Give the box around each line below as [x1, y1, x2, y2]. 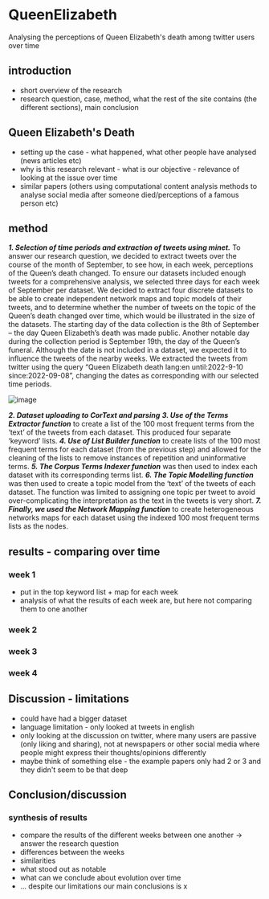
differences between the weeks [19, 848, 125, 857]
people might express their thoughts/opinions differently [19, 747, 206, 757]
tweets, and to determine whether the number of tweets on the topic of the [8, 303, 256, 313]
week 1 [8, 569, 36, 580]
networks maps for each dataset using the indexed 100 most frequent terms [8, 513, 259, 523]
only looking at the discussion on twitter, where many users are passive [19, 730, 257, 740]
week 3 [8, 645, 38, 656]
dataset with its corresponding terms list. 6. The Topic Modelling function [8, 470, 255, 480]
